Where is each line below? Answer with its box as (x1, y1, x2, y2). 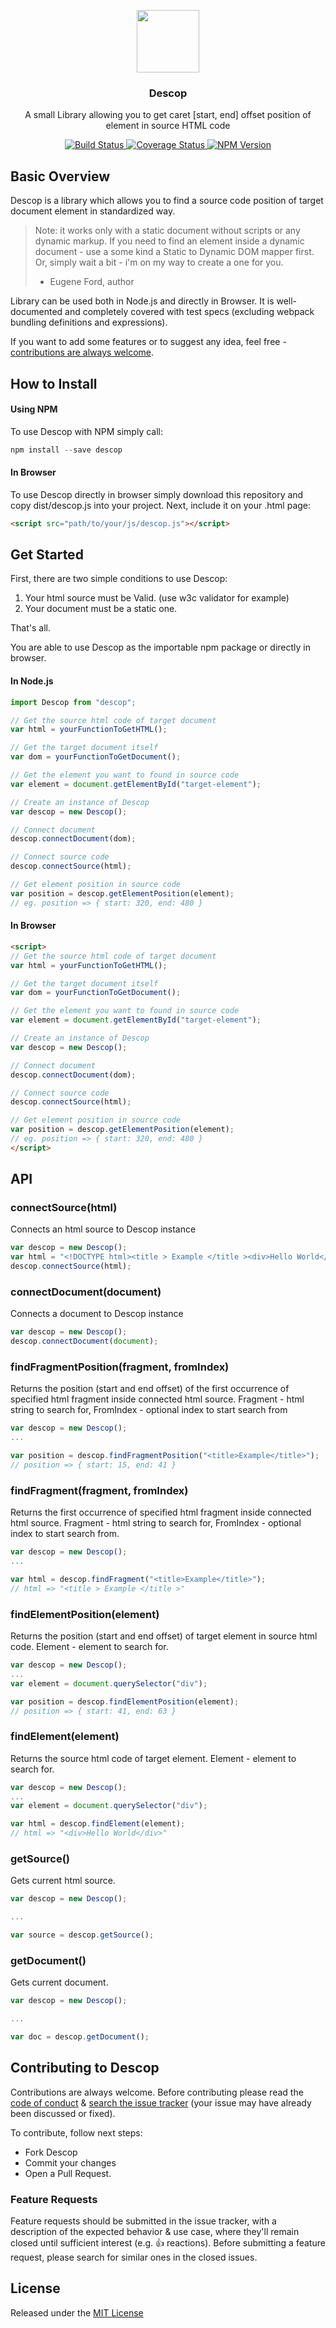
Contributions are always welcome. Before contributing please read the (10, 2086, 304, 2098)
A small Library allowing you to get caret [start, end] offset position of (24, 109, 312, 121)
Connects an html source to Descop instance (10, 1223, 197, 1235)
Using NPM (10, 403, 58, 415)
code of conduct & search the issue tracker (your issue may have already (10, 2096, 312, 2109)
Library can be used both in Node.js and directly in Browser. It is (10, 295, 275, 307)
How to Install (10, 375, 98, 392)
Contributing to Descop (10, 2060, 160, 2077)
